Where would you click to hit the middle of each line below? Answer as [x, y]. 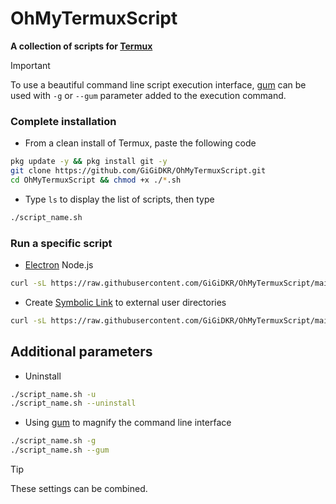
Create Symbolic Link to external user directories [125, 302]
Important [30, 65]
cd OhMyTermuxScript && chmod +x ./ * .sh [96, 180]
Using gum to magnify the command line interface [128, 423]
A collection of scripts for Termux [81, 46]
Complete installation [63, 121]
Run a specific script [61, 243]
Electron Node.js [59, 265]
